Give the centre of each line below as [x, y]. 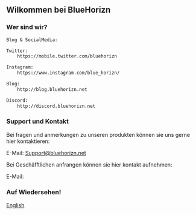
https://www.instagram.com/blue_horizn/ [68, 73]
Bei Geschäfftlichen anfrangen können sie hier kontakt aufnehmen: [89, 164]
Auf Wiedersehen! [34, 192]
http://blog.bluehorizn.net [52, 89]
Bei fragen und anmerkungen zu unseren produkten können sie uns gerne [98, 134]
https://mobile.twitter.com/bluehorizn [67, 56]
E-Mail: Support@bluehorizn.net [46, 153]
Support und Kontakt [38, 122]
